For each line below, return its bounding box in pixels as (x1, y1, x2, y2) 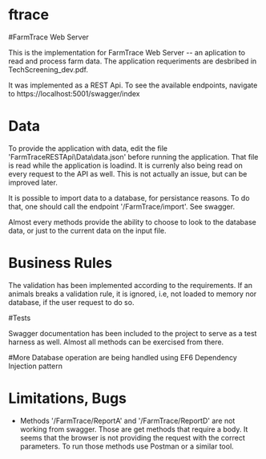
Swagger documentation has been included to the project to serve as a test (8, 328, 257, 338)
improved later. (8, 177, 58, 187)
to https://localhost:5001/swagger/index (8, 88, 140, 98)
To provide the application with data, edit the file (8, 143, 168, 153)
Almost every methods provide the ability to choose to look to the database (8, 217, 256, 226)
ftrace (8, 6, 50, 24)
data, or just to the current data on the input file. (8, 225, 167, 235)
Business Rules (8, 254, 113, 272)
